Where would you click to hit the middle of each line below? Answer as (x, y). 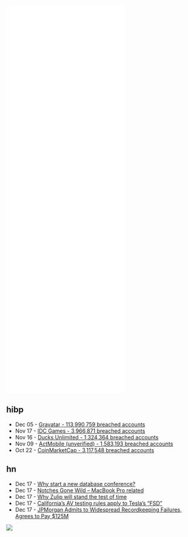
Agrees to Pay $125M (42, 516)
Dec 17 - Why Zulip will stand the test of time (71, 496)
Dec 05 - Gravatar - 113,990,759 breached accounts (80, 424)
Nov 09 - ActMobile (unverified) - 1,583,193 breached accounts (94, 444)
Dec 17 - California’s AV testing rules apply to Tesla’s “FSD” (89, 503)
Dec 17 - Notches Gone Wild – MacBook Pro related (79, 490)
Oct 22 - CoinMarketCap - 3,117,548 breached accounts (85, 450)
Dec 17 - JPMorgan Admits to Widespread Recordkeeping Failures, (98, 509)
